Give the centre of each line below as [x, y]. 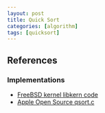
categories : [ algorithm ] [43, 26]
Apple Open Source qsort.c [56, 102]
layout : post [26, 13]
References [32, 60]
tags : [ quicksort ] [33, 33]
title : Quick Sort [33, 20]
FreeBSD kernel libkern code [57, 95]
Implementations [36, 79]
